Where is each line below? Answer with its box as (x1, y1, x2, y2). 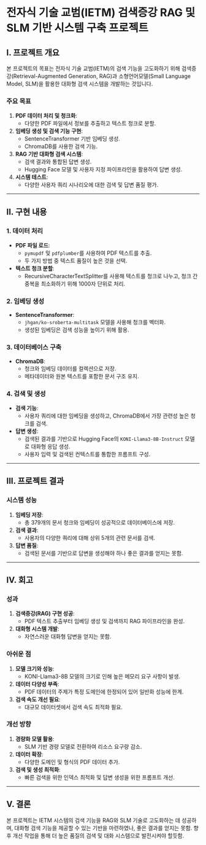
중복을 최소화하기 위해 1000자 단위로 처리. (24, 280, 126, 287)
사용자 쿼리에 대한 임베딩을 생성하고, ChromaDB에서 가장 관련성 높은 (24, 412, 189, 419)
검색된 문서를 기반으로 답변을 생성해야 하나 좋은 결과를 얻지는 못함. (24, 549, 183, 556)
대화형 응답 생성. (31, 443, 71, 450)
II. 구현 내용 (6, 206, 47, 217)
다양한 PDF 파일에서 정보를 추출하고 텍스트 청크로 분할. (24, 120, 156, 127)
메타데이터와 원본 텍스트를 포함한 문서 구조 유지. (24, 372, 139, 380)
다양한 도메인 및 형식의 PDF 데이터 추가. (24, 758, 120, 765)
